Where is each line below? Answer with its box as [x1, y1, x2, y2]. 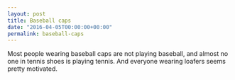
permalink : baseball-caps [7, 30, 84, 38]
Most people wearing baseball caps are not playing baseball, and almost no [7, 50, 229, 58]
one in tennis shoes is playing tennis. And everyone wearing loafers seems [7, 57, 226, 66]
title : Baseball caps [7, 17, 72, 24]
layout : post [7, 10, 46, 18]
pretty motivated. [7, 64, 58, 73]
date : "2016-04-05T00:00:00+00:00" [7, 23, 113, 30]
